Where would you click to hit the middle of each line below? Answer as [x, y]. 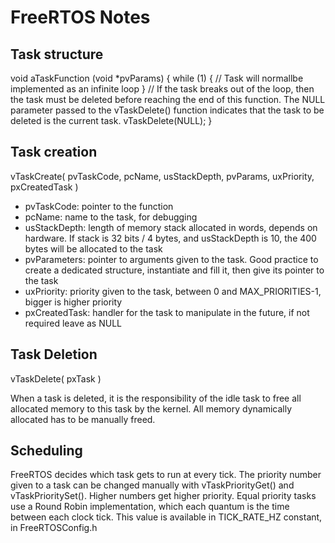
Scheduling [46, 451]
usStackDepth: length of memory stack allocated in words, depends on [171, 227]
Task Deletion [54, 354]
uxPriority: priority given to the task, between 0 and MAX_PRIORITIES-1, [173, 291]
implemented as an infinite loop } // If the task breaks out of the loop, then [162, 89]
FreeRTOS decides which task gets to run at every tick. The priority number [166, 475]
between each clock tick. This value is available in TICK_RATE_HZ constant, [166, 517]
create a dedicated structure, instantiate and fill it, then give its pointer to [174, 270]
